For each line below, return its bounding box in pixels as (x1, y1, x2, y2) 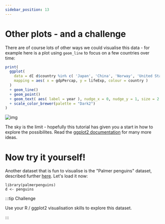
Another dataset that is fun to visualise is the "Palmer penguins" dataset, (5, 168, 152, 174)
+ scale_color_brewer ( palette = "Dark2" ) (9, 101, 96, 106)
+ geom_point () (9, 92, 41, 97)
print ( (5, 64, 19, 69)
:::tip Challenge (5, 196, 36, 201)
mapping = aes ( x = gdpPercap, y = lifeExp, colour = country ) (14, 78, 148, 84)
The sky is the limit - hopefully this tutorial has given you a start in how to (5, 124, 153, 130)
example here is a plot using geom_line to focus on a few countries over (5, 50, 150, 56)
